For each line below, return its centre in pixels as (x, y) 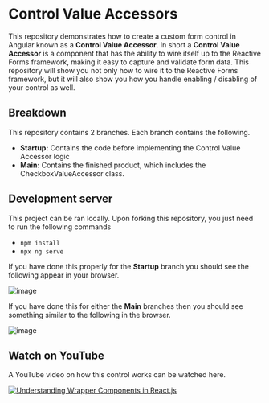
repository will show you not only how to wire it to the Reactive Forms (123, 70)
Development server (61, 199)
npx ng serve (42, 251)
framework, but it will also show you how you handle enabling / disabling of (133, 79)
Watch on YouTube (56, 355)
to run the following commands (60, 227)
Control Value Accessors (93, 14)
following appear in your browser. (64, 275)
